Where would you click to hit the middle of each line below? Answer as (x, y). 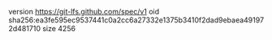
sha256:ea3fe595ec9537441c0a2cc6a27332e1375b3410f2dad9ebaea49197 (136, 20)
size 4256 (58, 28)
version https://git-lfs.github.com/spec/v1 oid (84, 12)
